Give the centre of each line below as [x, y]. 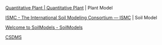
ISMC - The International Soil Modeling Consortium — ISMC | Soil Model [81, 17]
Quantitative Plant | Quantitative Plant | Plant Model [59, 8]
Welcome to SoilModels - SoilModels [44, 27]
